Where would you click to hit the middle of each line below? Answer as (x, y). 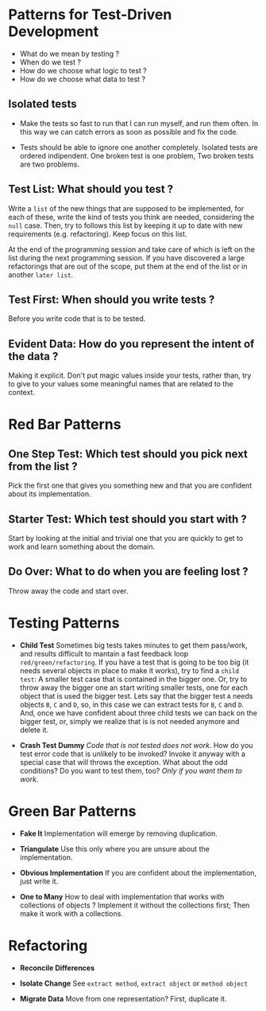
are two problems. (49, 164)
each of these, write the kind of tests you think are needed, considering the (131, 217)
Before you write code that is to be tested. (77, 319)
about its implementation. (50, 494)
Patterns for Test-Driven (90, 15)
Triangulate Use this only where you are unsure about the (115, 848)
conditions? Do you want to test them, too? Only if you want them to (131, 770)
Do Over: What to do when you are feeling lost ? (128, 572)
